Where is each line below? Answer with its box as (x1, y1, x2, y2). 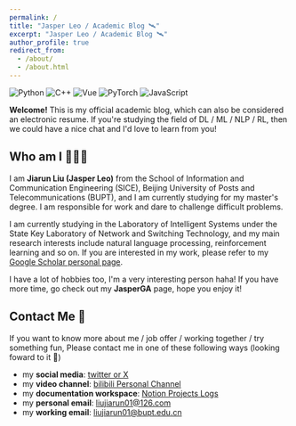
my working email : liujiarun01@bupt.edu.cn (21, 406, 182, 417)
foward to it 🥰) (9, 351, 61, 362)
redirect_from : (9, 46, 66, 55)
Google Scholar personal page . (9, 256, 124, 267)
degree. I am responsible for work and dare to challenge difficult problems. (9, 201, 284, 212)
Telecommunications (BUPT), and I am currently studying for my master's (9, 192, 278, 202)
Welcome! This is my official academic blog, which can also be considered (9, 104, 284, 115)
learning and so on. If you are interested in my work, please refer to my (9, 247, 269, 258)
